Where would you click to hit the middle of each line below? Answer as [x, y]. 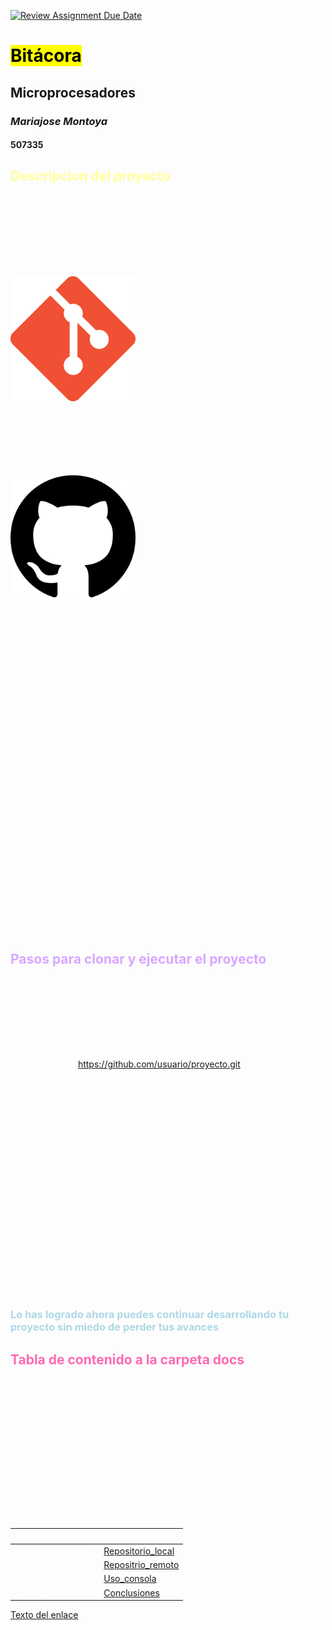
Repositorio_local [139, 1551]
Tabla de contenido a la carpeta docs [127, 1359]
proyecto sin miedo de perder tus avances [115, 1327]
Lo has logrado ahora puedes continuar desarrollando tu [150, 1315]
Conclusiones [131, 1592]
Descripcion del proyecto [91, 176]
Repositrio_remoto [141, 1565]
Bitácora [46, 56]
